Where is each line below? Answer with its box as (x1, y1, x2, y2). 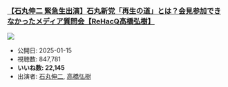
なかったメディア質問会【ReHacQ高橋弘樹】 (7, 16, 155, 26)
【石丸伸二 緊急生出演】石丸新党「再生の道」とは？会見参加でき (7, 6, 221, 15)
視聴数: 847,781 (17, 55, 61, 64)
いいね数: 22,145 (17, 64, 66, 72)
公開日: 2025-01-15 (17, 46, 73, 55)
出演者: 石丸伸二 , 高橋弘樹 (17, 72, 91, 81)
